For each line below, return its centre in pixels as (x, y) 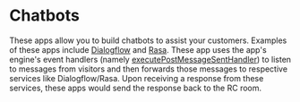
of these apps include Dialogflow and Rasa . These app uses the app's (138, 49)
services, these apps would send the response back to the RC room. (136, 88)
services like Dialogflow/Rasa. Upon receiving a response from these (137, 78)
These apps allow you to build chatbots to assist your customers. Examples (148, 40)
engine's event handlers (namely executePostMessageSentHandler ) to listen (150, 59)
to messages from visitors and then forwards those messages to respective (149, 69)
